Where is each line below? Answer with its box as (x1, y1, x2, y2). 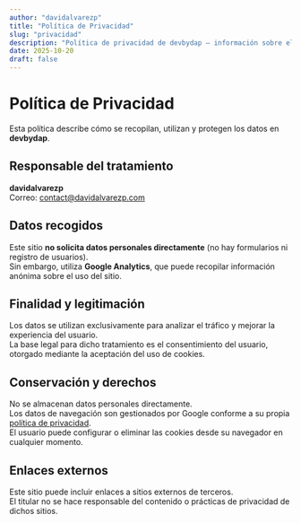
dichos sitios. (9, 506, 58, 516)
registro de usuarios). (9, 251, 89, 262)
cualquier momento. (9, 437, 83, 448)
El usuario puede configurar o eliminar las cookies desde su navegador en (9, 427, 284, 438)
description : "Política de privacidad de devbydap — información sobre (9, 38, 282, 48)
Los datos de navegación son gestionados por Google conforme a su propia (9, 408, 290, 419)
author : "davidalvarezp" (9, 13, 102, 22)
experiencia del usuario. (9, 329, 99, 341)
